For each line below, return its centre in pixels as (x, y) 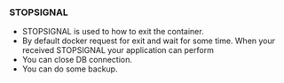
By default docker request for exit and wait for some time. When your (149, 41)
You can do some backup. (70, 69)
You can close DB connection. (77, 60)
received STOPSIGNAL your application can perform (118, 50)
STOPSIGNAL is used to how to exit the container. (113, 32)
